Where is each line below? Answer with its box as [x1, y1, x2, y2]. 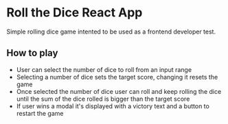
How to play [6, 47, 58, 59]
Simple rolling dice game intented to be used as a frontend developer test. [6, 27, 216, 36]
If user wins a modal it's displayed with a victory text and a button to [16, 101, 210, 110]
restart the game [16, 109, 64, 117]
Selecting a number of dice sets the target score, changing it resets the [16, 73, 218, 81]
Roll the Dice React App [6, 5, 143, 21]
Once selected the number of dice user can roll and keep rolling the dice [16, 87, 222, 95]
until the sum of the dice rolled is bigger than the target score [16, 95, 190, 103]
